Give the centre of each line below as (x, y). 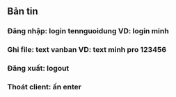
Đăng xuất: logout (38, 69)
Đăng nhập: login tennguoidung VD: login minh (88, 31)
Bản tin (23, 11)
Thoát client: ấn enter (45, 87)
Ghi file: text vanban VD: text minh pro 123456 (87, 50)
